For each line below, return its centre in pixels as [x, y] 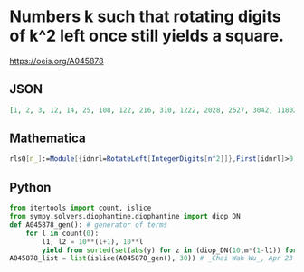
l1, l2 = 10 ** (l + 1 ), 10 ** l [93, 241]
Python [30, 187]
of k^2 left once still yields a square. [147, 36]
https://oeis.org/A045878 [57, 61]
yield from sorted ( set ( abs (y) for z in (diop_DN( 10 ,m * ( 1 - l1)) [161, 250]
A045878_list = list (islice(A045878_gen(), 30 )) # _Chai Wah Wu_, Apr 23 [152, 258]
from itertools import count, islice [81, 208]
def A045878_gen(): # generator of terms [89, 225]
